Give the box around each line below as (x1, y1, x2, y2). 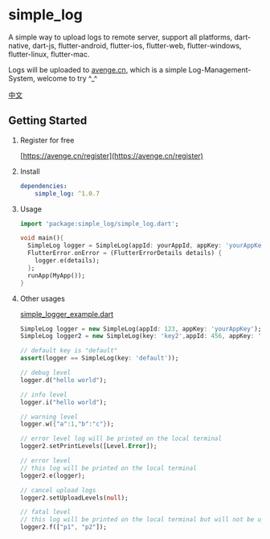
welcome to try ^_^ (37, 73, 98, 83)
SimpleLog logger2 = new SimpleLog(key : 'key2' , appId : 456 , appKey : (19, 332, 255, 340)
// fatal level (19, 508, 72, 516)
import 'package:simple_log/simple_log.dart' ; (19, 220, 179, 228)
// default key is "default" (19, 347, 118, 355)
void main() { (19, 234, 64, 242)
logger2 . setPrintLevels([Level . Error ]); (19, 442, 157, 451)
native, (8, 40, 31, 50)
